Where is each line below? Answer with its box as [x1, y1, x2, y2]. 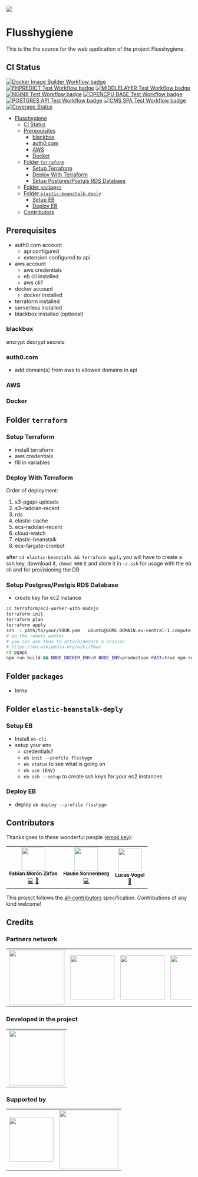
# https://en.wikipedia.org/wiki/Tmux [6, 644, 101, 650]
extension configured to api [23, 254, 91, 261]
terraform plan [6, 617, 44, 623]
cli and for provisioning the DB [6, 566, 80, 573]
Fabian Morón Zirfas [9, 870, 58, 877]
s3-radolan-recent [14, 504, 60, 511]
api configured [23, 248, 60, 255]
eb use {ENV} [23, 767, 56, 774]
